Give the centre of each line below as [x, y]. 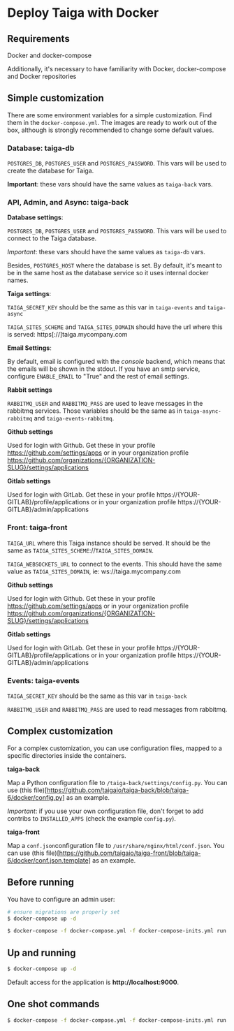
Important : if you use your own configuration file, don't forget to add [105, 811]
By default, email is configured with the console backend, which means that [116, 362]
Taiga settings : [29, 294]
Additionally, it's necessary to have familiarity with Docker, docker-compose [117, 69]
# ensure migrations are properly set [64, 912]
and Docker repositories [42, 76]
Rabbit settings [30, 390]
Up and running [42, 952]
